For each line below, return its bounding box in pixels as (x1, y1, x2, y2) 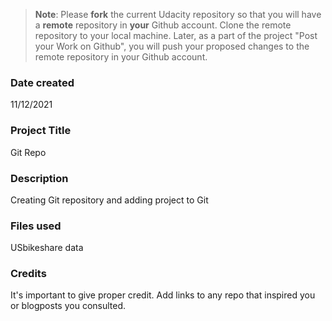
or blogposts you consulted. (10, 300, 127, 312)
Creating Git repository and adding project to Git (10, 194, 209, 206)
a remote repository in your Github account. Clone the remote (34, 19, 292, 31)
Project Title (10, 124, 72, 138)
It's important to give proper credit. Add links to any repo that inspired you (10, 289, 316, 301)
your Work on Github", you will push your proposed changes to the (34, 40, 310, 52)
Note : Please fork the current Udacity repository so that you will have (34, 9, 322, 20)
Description (10, 171, 69, 185)
